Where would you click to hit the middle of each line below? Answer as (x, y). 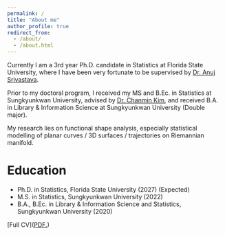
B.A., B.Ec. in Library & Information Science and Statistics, (99, 204)
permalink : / (26, 13)
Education (37, 171)
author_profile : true (38, 26)
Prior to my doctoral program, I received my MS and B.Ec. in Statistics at (109, 93)
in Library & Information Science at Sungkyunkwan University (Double (106, 108)
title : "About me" (33, 20)
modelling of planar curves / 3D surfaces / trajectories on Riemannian (106, 135)
